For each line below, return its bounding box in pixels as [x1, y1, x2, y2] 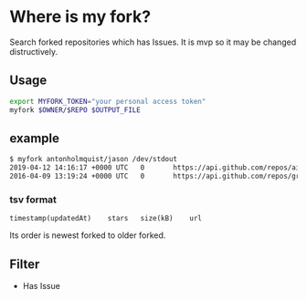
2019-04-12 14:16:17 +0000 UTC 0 [9, 163, 145, 172]
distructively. [9, 46, 58, 57]
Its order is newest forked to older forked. [9, 230, 166, 241]
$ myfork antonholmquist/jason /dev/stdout [9, 155, 178, 164]
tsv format [9, 193, 58, 206]
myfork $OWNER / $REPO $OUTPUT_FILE [9, 105, 142, 115]
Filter [9, 256, 40, 272]
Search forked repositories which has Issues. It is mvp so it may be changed [9, 36, 297, 47]
